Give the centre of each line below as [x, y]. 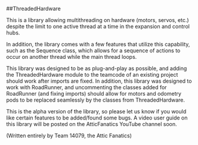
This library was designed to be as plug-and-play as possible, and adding [97, 68]
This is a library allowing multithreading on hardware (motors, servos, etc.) [98, 20]
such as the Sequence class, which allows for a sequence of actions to [93, 51]
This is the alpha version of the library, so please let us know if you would [96, 111]
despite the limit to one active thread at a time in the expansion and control [98, 26]
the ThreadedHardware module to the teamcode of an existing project [92, 75]
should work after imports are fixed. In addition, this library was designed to [99, 81]
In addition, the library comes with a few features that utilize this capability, [98, 44]
